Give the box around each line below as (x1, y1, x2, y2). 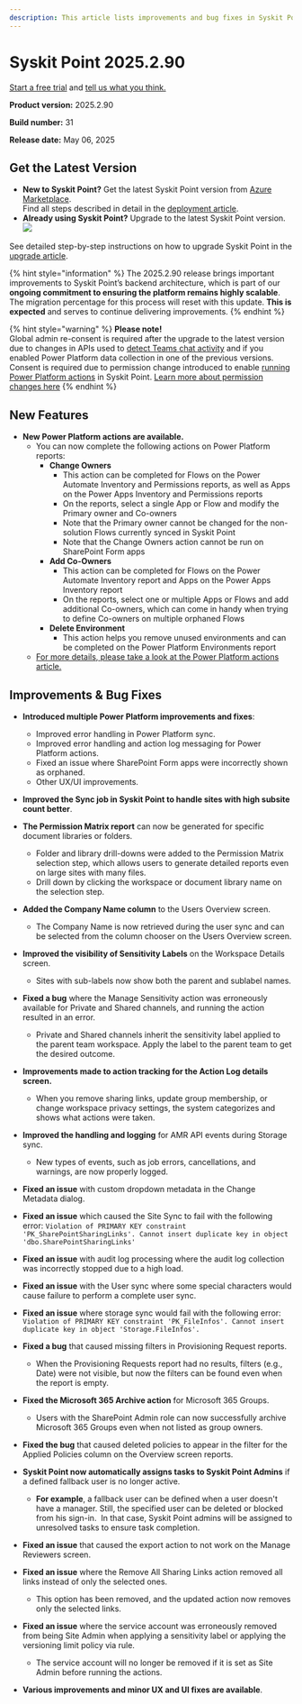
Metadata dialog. (22, 1193, 85, 1204)
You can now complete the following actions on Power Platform (35, 441, 271, 451)
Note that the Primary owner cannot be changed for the (62, 517, 269, 528)
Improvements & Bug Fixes (9, 687, 162, 703)
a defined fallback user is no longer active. (22, 1476, 181, 1487)
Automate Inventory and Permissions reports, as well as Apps (62, 479, 290, 490)
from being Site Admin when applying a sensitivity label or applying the (22, 1630, 286, 1641)
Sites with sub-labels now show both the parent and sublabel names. (35, 975, 292, 986)
